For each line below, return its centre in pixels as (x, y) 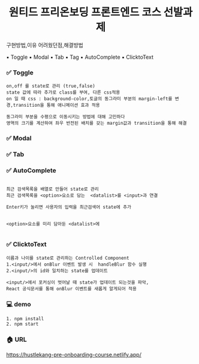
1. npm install (25, 318)
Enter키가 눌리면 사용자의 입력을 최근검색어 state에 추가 (69, 207)
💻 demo (19, 304)
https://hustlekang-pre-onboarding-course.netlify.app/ (74, 355)
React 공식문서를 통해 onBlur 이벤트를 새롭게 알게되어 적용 (71, 288)
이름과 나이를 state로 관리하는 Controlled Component (68, 258)
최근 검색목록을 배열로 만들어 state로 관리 (52, 189)
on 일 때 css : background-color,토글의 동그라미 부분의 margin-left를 (89, 99)
